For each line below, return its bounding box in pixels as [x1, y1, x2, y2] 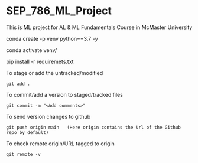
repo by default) [6, 129, 49, 135]
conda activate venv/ [6, 46, 57, 54]
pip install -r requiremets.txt [6, 58, 74, 65]
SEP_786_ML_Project [6, 4, 112, 18]
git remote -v [6, 151, 41, 157]
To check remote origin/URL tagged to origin [6, 140, 115, 147]
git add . [6, 81, 31, 87]
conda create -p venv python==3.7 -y [6, 35, 99, 42]
